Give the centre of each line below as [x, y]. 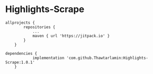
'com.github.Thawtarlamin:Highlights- [107, 58]
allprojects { [20, 23]
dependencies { [21, 53]
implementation [48, 58]
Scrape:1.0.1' [20, 62]
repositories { [40, 27]
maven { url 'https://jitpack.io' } [71, 36]
